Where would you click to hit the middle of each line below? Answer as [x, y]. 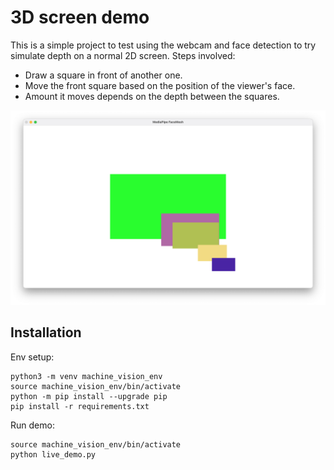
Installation [46, 332]
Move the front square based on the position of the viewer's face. [160, 85]
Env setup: [32, 357]
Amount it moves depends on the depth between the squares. [152, 96]
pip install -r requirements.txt [80, 406]
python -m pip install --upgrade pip [89, 396]
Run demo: [32, 425]
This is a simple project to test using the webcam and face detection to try [163, 45]
